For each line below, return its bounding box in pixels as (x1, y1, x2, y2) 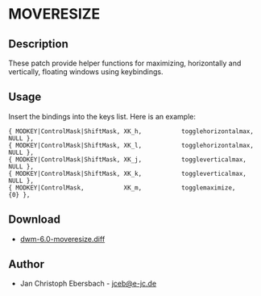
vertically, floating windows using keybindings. (8, 67, 164, 77)
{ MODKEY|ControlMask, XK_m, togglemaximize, (8, 183, 236, 192)
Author (8, 257, 44, 271)
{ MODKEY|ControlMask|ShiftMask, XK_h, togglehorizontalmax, (8, 127, 254, 135)
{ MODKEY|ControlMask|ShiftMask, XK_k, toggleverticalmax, (8, 169, 247, 177)
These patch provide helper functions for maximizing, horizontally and (8, 58, 242, 68)
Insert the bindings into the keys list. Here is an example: (8, 111, 196, 121)
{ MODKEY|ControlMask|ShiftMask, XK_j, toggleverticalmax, (8, 155, 247, 164)
